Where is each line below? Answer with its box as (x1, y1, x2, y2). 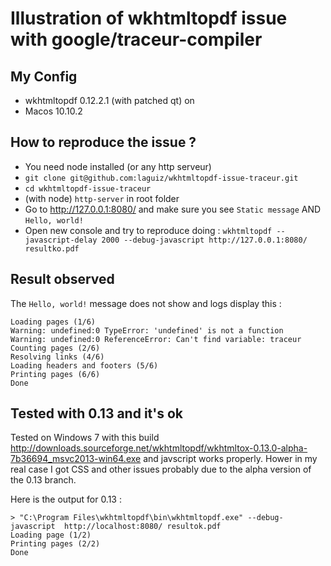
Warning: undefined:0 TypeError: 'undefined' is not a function (10, 325, 284, 336)
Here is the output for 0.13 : (10, 493, 122, 506)
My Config (10, 68, 78, 85)
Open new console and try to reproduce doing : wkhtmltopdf (24, 224, 273, 236)
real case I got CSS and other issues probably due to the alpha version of (10, 463, 312, 476)
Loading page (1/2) (10, 530, 92, 541)
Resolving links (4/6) (10, 352, 105, 362)
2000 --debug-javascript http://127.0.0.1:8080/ (101, 235, 308, 245)
